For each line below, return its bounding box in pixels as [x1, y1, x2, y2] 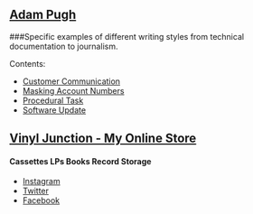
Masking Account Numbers [22, 85, 125, 96]
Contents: [9, 58, 46, 69]
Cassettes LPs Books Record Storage [9, 155, 152, 166]
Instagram [22, 176, 61, 187]
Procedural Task [22, 95, 84, 106]
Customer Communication [22, 76, 120, 87]
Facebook [22, 195, 61, 206]
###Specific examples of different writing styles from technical [9, 31, 245, 42]
